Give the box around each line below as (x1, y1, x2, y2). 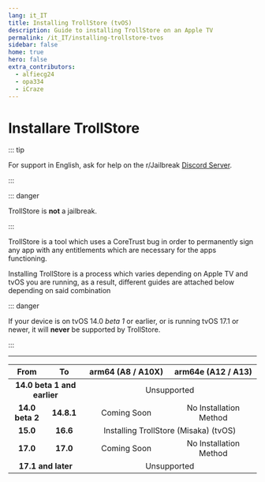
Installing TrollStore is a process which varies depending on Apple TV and (8, 269, 248, 279)
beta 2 (14, 412, 39, 424)
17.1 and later (18, 461, 73, 472)
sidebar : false (8, 41, 58, 49)
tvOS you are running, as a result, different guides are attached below (8, 277, 235, 287)
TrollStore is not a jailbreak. (8, 206, 97, 216)
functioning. (8, 254, 47, 263)
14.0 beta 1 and (15, 380, 77, 391)
